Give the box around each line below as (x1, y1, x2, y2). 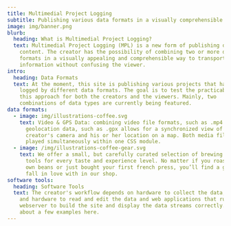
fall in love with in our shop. (25, 170, 118, 177)
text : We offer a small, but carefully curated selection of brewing (19, 151, 223, 158)
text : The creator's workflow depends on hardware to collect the (13, 189, 208, 196)
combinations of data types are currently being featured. (19, 100, 192, 107)
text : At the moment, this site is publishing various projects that (13, 81, 217, 88)
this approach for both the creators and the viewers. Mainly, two (19, 94, 217, 101)
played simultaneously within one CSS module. (25, 138, 162, 145)
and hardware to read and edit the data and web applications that (19, 196, 217, 203)
